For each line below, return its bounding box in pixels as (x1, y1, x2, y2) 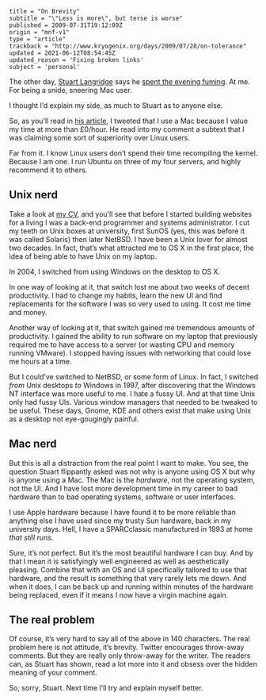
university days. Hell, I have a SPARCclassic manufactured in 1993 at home (9, 524, 253, 533)
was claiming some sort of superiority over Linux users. (9, 133, 191, 142)
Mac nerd (9, 437, 57, 451)
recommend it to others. (9, 165, 88, 175)
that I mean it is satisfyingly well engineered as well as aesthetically (9, 556, 229, 566)
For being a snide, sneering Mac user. (9, 86, 133, 94)
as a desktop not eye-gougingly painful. (9, 413, 139, 424)
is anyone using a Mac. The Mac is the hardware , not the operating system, (9, 475, 256, 484)
